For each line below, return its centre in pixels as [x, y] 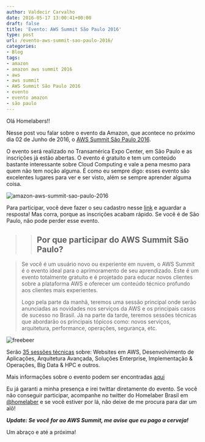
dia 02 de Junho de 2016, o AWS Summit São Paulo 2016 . [79, 139]
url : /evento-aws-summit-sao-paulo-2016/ [60, 41]
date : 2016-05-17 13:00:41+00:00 [49, 18]
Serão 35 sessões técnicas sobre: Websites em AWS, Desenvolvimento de [100, 352]
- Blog [15, 52]
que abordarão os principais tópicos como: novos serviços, [96, 322]
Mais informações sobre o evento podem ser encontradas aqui [86, 377]
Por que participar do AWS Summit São [113, 240]
